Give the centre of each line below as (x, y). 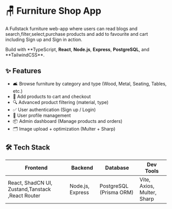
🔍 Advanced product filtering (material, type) (61, 102)
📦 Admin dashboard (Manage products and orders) (68, 121)
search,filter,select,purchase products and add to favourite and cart (77, 34)
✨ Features (23, 71)
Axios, (147, 186)
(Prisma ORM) (117, 192)
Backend (82, 168)
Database (117, 168)
